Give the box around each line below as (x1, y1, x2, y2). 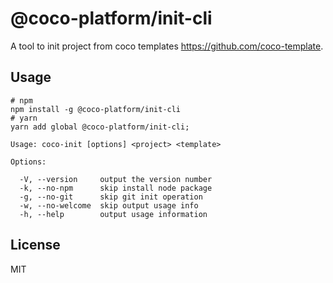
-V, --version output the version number (19, 174, 213, 184)
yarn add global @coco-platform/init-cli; (10, 122, 190, 132)
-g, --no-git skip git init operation (19, 192, 203, 202)
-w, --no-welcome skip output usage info (19, 200, 199, 211)
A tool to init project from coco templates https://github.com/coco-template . (10, 40, 324, 52)
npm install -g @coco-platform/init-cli (10, 104, 182, 114)
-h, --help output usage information (19, 209, 208, 219)
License (10, 237, 61, 254)
